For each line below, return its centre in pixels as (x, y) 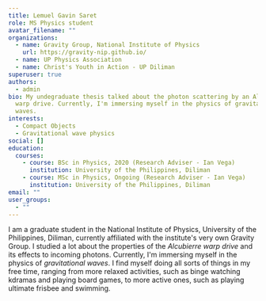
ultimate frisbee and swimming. (59, 288)
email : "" (25, 192)
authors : (23, 82)
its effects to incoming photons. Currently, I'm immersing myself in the (123, 255)
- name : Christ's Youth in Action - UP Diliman (95, 67)
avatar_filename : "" (42, 30)
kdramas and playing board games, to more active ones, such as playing (126, 280)
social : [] (26, 141)
